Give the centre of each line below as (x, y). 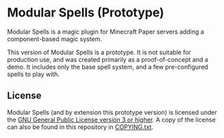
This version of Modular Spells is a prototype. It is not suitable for (99, 52)
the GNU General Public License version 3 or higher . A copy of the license (111, 119)
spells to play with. (34, 74)
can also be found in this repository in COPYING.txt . (80, 127)
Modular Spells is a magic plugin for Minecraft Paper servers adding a (105, 32)
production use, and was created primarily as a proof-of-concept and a (108, 59)
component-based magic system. (55, 38)
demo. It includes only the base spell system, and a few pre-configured (108, 67)
